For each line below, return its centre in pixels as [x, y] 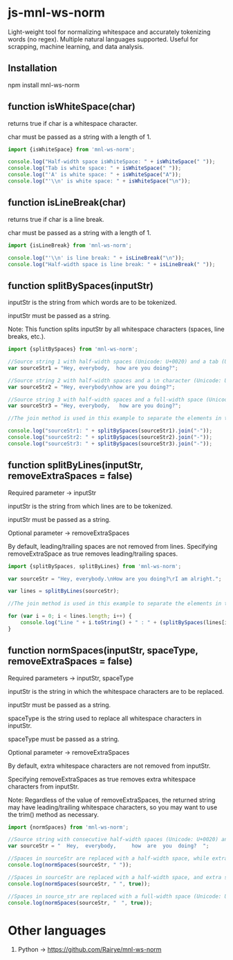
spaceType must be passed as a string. [64, 739]
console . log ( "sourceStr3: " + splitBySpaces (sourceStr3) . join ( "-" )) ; [110, 444]
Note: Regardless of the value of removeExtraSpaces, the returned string [112, 800]
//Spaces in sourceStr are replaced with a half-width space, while [109, 858]
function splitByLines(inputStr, [76, 465]
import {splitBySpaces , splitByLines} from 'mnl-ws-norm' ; [95, 566]
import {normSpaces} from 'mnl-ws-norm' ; [68, 827]
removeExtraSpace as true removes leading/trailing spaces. [93, 554]
